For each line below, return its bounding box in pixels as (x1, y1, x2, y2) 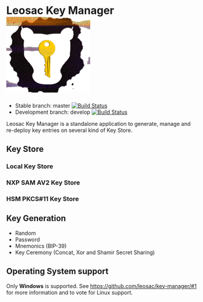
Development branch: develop (14, 108, 91, 116)
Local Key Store (6, 162, 53, 171)
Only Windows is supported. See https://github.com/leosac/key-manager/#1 (6, 282, 197, 289)
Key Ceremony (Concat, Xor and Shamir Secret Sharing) (14, 249, 155, 256)
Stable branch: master (14, 102, 71, 109)
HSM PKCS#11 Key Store (6, 195, 80, 203)
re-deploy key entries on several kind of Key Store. (6, 126, 133, 134)
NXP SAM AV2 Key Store (6, 179, 80, 187)
